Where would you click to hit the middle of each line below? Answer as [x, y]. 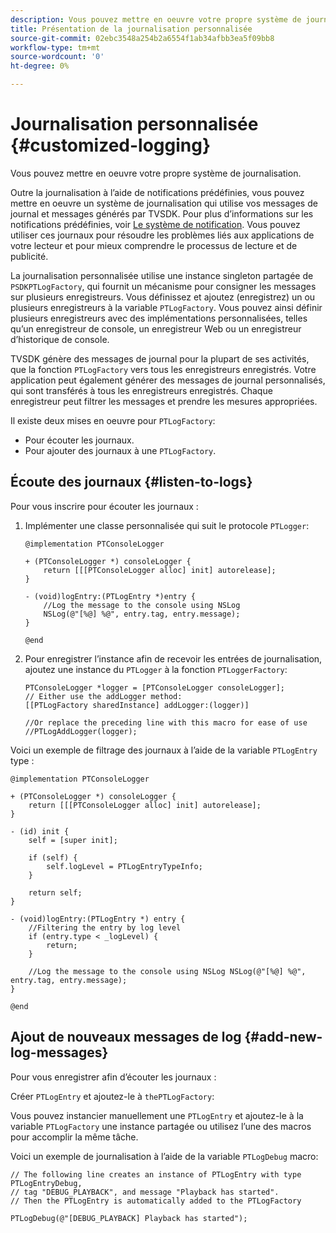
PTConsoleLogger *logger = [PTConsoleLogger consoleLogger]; [155, 687]
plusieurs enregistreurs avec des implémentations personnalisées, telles [159, 318]
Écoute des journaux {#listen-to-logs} [131, 482]
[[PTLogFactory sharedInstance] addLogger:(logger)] [137, 705]
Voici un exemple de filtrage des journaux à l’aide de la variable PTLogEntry [164, 750]
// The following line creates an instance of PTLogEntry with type [156, 1174]
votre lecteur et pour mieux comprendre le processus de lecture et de [154, 245]
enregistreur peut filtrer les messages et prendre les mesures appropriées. [164, 401]
